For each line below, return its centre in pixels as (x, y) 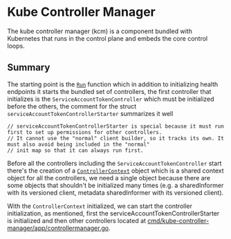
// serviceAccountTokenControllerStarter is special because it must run (116, 126)
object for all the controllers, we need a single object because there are (109, 178)
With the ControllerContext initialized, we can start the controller (100, 206)
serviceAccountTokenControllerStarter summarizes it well (90, 113)
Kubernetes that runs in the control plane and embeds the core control (108, 38)
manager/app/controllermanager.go (58, 228)
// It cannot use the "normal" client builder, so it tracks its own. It (116, 138)
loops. (16, 46)
